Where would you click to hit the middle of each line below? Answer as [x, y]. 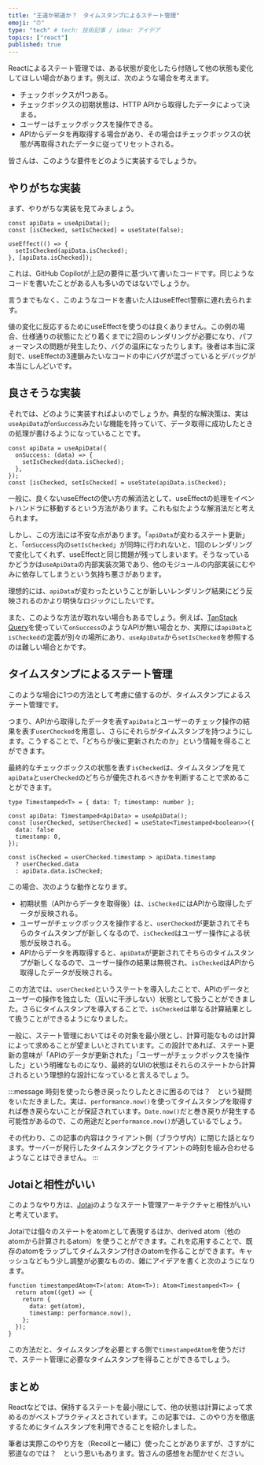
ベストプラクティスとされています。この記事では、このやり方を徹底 [145, 1417]
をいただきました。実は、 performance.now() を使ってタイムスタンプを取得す [131, 1101]
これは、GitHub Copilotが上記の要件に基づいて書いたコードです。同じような [131, 273]
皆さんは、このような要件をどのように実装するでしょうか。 [104, 161]
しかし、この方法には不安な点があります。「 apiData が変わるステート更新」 [128, 534]
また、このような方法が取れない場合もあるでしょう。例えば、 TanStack [123, 617]
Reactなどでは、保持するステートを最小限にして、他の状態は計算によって [127, 1408]
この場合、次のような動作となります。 [70, 886]
